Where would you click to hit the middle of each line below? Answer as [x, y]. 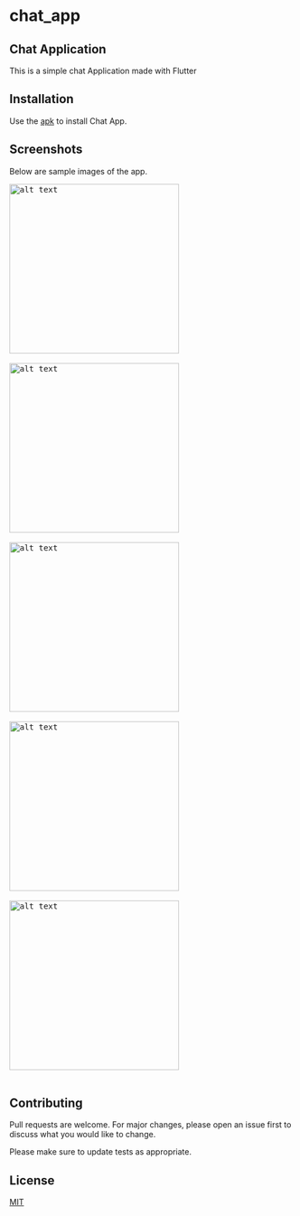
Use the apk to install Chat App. [68, 121]
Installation [42, 99]
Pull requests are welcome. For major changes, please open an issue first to [150, 1125]
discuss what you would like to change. [83, 1135]
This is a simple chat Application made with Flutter [103, 71]
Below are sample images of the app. [78, 171]
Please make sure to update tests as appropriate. [101, 1152]
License [32, 1180]
